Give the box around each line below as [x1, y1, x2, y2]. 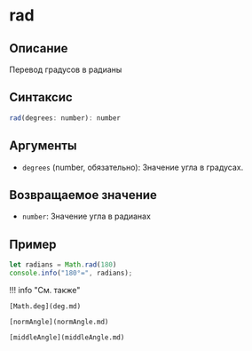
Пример [9, 236, 57, 251]
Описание [9, 41, 68, 56]
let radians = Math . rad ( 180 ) [9, 260, 117, 269]
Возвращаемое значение [9, 187, 158, 203]
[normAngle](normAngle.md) [9, 317, 109, 326]
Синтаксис [9, 90, 73, 105]
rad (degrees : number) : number [9, 113, 122, 123]
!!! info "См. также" [9, 284, 81, 295]
